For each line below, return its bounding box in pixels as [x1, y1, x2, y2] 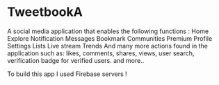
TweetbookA [7, 4, 83, 20]
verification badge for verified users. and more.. [7, 56, 145, 64]
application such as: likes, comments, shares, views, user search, [7, 49, 195, 57]
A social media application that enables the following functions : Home [7, 27, 209, 35]
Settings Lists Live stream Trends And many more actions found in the [7, 41, 209, 50]
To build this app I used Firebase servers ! [7, 70, 127, 78]
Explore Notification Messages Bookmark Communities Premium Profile [7, 34, 213, 42]
